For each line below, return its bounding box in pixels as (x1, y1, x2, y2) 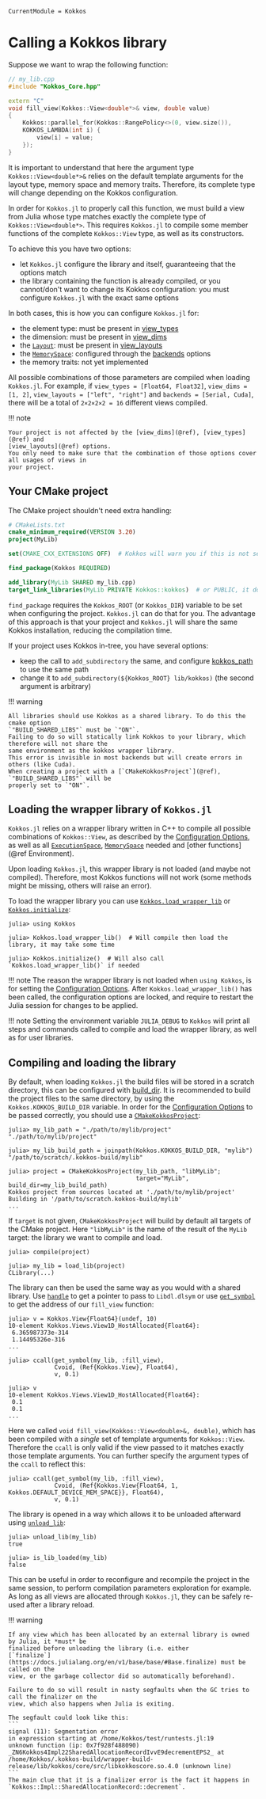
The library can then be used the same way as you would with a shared (8, 1283, 241, 1292)
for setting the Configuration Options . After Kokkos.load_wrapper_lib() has (8, 984, 253, 994)
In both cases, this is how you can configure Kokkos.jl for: (8, 308, 199, 318)
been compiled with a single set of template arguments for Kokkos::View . (8, 1434, 245, 1444)
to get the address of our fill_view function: (8, 1299, 154, 1310)
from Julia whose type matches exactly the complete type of (8, 211, 207, 221)
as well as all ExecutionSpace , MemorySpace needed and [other (8, 840, 207, 850)
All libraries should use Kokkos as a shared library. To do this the (8, 712, 246, 720)
